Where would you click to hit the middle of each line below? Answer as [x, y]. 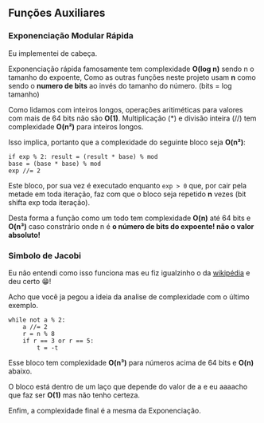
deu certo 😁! [30, 281]
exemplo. [23, 305]
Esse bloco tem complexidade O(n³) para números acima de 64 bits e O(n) [131, 362]
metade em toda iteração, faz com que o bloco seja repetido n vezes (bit [127, 194]
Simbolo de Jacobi [45, 255]
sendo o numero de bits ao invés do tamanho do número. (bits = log [120, 85]
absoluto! [25, 235]
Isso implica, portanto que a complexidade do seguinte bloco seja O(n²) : [127, 142]
